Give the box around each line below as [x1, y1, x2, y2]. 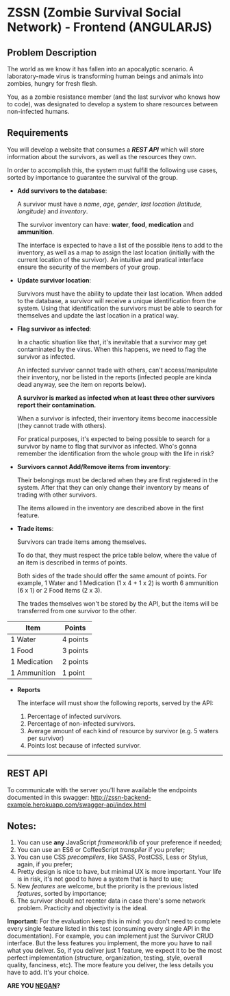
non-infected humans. [7, 108, 70, 115]
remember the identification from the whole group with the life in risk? [16, 449, 214, 458]
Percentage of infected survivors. [27, 712, 122, 720]
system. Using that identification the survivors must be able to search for [16, 304, 223, 312]
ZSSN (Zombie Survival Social [7, 5, 181, 21]
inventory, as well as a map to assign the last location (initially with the [16, 248, 216, 257]
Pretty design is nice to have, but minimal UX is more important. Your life [16, 868, 222, 876]
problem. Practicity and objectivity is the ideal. [16, 904, 149, 912]
